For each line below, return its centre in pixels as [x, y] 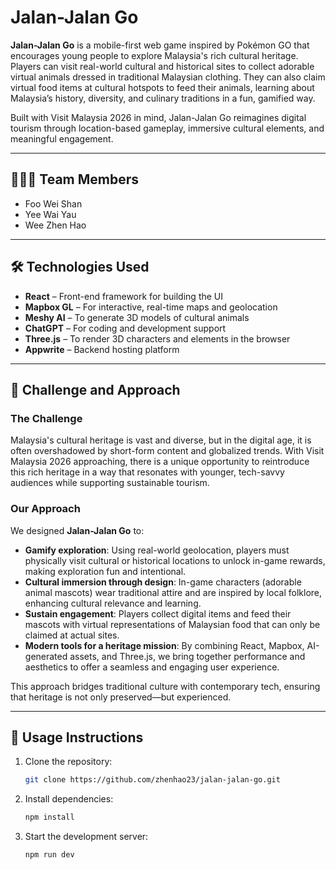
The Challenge [46, 418]
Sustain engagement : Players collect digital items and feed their [158, 613]
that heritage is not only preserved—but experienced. [121, 697]
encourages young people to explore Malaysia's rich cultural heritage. [154, 55]
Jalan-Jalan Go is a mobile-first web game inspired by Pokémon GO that [160, 45]
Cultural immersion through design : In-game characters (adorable [163, 582]
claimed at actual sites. [72, 635]
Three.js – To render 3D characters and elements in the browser [157, 338]
